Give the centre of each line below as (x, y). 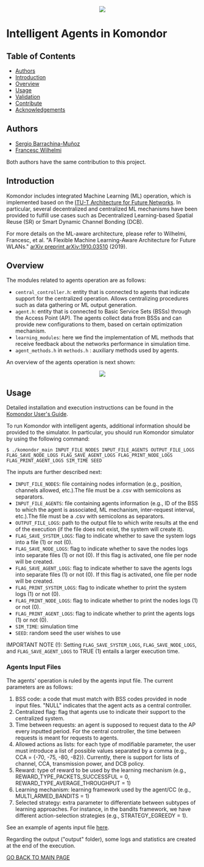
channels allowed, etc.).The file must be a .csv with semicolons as (98, 491)
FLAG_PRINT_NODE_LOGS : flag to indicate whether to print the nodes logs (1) (107, 600)
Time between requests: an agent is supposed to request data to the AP (105, 725)
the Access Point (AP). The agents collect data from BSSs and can (98, 318)
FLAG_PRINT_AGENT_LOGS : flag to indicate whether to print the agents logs (105, 614)
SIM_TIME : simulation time (47, 627)
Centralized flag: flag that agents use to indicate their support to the (100, 711)
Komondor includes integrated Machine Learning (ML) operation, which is (99, 196)
